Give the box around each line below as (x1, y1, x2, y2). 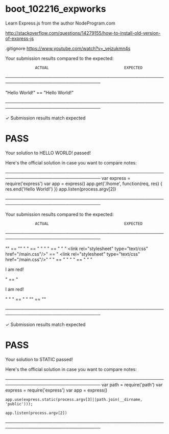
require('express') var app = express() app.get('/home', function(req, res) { (5, 180, 162, 187)
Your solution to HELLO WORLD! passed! (5, 150, 91, 156)
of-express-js (5, 35, 34, 42)
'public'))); (5, 401, 33, 406)
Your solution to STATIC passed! (5, 356, 73, 362)
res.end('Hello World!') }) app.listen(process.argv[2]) (5, 185, 116, 192)
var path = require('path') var (101, 381, 163, 387)
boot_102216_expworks (5, 3, 106, 15)
